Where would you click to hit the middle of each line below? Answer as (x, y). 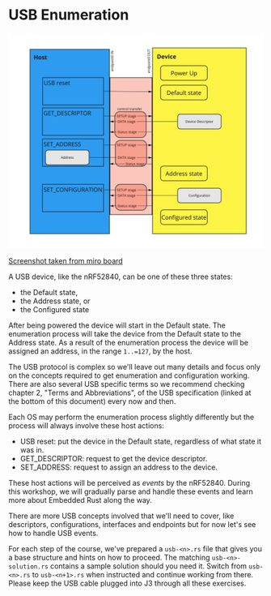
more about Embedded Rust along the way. (80, 500)
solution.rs (28, 567)
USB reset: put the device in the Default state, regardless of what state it (140, 442)
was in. (32, 450)
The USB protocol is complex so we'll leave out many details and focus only (135, 367)
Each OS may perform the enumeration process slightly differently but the (131, 417)
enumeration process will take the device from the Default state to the (125, 334)
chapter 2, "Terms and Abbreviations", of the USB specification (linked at (130, 393)
